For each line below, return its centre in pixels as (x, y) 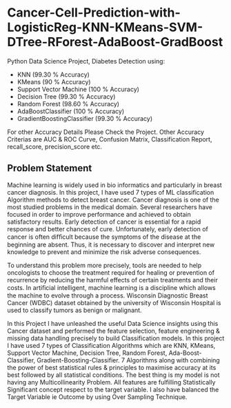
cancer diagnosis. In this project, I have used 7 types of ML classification (111, 192)
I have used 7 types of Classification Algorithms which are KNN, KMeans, (111, 345)
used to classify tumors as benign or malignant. (75, 310)
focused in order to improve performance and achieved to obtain (99, 214)
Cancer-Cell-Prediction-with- (94, 13)
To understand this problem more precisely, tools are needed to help (104, 265)
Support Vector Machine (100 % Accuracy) (78, 89)
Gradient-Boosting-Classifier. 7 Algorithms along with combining (129, 360)
